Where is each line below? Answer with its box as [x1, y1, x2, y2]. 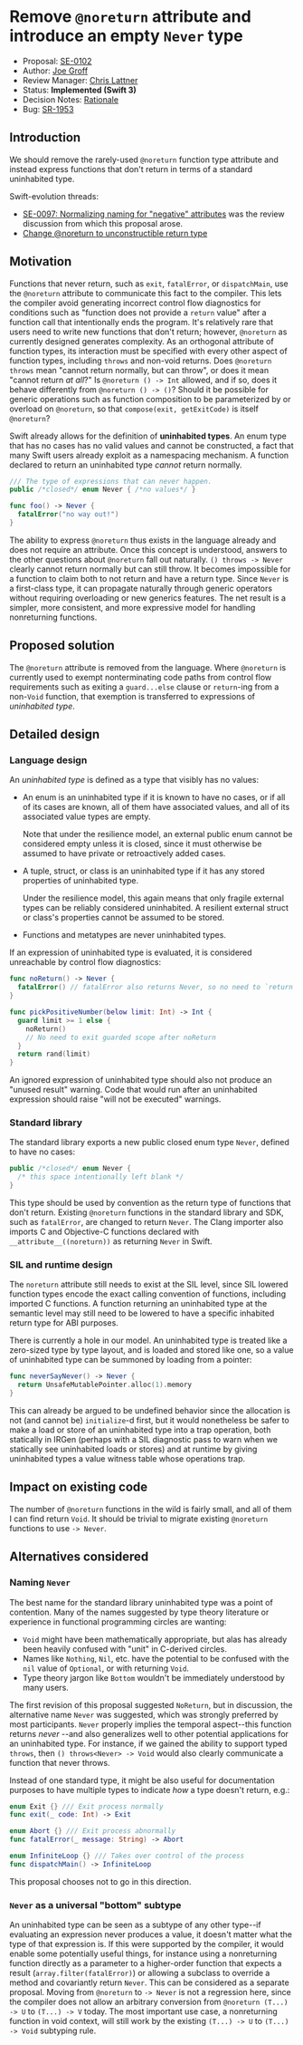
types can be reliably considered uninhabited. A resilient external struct [22, 902, 289, 913]
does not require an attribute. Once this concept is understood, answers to [9, 544, 288, 555]
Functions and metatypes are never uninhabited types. [22, 930, 226, 941]
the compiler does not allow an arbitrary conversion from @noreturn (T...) [9, 1996, 289, 2008]
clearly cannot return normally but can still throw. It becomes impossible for [9, 564, 291, 574]
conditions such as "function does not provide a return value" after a [9, 306, 267, 318]
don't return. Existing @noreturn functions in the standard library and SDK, [9, 1207, 285, 1218]
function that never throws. [9, 1757, 110, 1768]
